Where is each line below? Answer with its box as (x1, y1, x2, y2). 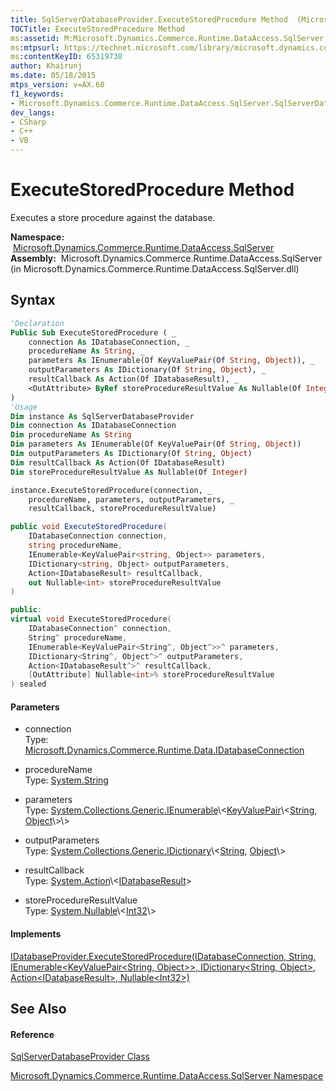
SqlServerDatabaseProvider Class (10, 1051, 150, 1063)
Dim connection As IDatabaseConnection (10, 421, 177, 431)
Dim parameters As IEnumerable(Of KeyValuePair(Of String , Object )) (10, 439, 302, 450)
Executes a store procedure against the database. (10, 211, 216, 223)
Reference (10, 1028, 55, 1040)
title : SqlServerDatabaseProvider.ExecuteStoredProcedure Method (10, 14, 288, 25)
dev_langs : (10, 107, 56, 118)
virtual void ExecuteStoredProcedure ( (10, 614, 172, 625)
